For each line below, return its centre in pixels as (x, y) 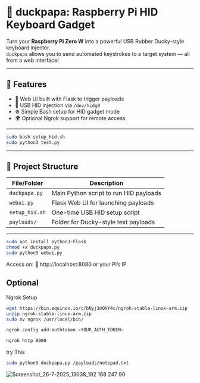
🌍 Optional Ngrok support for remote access (70, 118)
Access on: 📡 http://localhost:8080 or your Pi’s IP (66, 264)
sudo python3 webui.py (34, 253)
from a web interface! (33, 60)
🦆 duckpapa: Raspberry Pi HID (82, 12)
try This (15, 352)
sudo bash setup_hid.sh (36, 137)
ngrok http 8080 (26, 341)
